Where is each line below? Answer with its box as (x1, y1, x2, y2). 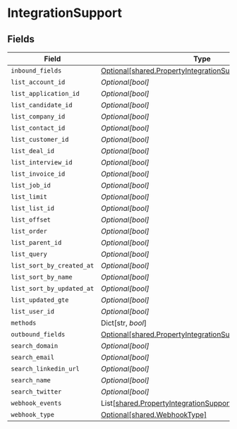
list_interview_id (11, 159, 73, 167)
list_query (11, 250, 47, 258)
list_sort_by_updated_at (11, 284, 95, 292)
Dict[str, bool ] (101, 318, 147, 327)
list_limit (11, 193, 47, 200)
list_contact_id (11, 124, 66, 132)
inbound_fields (11, 67, 62, 75)
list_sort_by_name (11, 273, 73, 281)
